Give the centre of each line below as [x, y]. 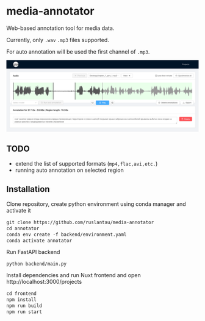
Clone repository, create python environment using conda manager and [96, 204]
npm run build [24, 306]
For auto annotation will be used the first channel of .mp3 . [78, 51]
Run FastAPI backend [33, 252]
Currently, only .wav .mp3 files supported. [58, 40]
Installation [28, 189]
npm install [21, 300]
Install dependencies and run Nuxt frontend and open [74, 275]
